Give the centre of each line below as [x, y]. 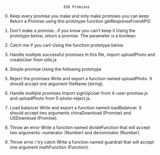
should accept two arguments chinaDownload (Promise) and [70, 113]
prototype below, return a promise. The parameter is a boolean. [73, 36]
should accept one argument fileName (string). [56, 84]
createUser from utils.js [33, 60]
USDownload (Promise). [34, 118]
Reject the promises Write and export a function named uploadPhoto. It [81, 78]
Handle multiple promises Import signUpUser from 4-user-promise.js [79, 93]
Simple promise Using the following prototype [55, 69]
